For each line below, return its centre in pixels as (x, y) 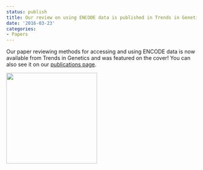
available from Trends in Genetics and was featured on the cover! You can (98, 58)
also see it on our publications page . (51, 65)
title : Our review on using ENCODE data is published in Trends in (93, 18)
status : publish (27, 12)
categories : (21, 29)
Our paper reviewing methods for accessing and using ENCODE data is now (101, 51)
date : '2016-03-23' (31, 23)
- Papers (17, 34)
